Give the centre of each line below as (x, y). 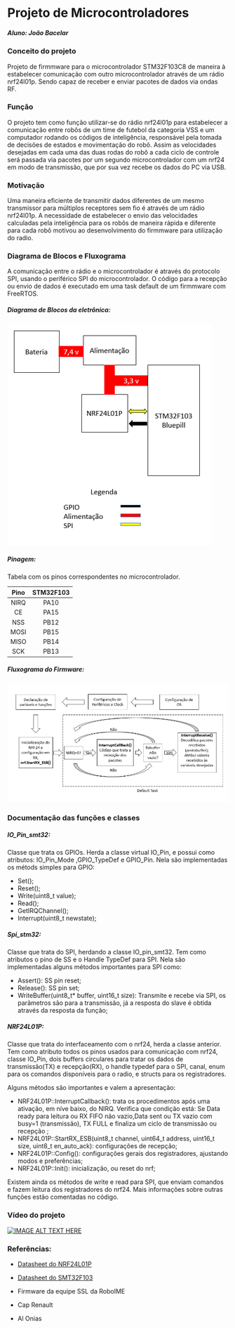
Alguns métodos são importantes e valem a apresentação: (92, 1088)
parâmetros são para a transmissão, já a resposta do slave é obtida (114, 1003)
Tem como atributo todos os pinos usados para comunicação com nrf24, (113, 1052)
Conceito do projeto (42, 51)
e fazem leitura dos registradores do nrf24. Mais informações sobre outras (115, 1190)
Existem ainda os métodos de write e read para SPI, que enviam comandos (116, 1182)
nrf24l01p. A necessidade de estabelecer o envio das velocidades (103, 216)
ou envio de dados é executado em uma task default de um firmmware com (116, 287)
